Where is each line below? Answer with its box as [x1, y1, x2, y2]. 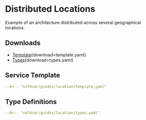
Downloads [5, 39, 41, 47]
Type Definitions [5, 98, 57, 106]
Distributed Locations [5, 3, 96, 15]
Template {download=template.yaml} [12, 52, 87, 58]
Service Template [5, 71, 60, 80]
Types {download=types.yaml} [12, 57, 74, 63]
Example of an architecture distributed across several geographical [5, 20, 141, 25]
